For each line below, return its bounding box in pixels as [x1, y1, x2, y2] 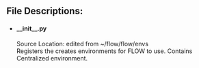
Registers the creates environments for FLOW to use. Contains [16, 47, 193, 55]
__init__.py [16, 24, 47, 33]
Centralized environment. [16, 54, 88, 62]
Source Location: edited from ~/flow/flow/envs [16, 39, 148, 48]
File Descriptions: [6, 5, 83, 17]
